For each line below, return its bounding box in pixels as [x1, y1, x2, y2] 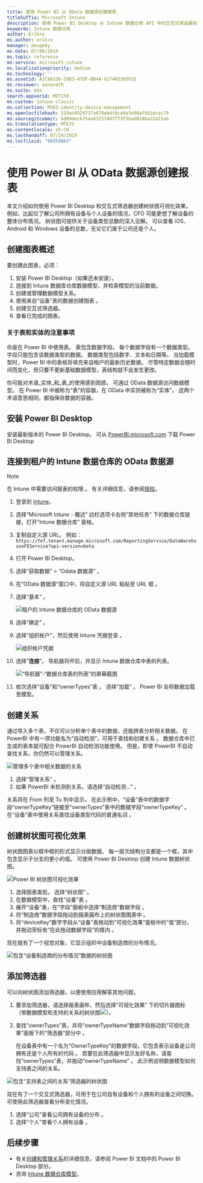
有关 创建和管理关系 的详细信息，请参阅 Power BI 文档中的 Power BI [15, 1155, 181, 1162]
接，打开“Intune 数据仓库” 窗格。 [15, 518, 98, 526]
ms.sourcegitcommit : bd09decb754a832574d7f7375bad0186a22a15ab [7, 115, 169, 121]
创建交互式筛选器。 [15, 305, 64, 312]
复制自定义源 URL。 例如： [15, 531, 83, 538]
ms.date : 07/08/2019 [7, 48, 59, 54]
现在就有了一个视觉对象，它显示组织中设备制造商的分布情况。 [7, 939, 160, 946]
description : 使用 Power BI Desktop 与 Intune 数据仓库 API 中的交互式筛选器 [7, 20, 193, 26]
